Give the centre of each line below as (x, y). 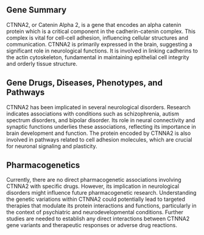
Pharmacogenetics (43, 165)
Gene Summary (37, 10)
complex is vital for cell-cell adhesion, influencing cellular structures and (97, 38)
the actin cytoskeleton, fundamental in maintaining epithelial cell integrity (98, 57)
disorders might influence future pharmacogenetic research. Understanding (101, 193)
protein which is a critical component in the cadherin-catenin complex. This (101, 31)
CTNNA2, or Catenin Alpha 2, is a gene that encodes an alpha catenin (94, 24)
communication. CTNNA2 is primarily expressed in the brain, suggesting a (99, 44)
